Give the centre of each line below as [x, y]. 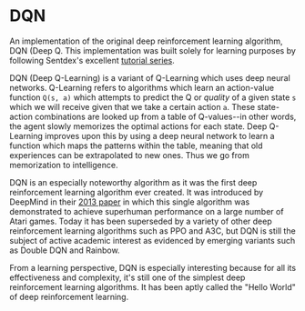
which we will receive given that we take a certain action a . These [132, 106]
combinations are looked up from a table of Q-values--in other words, [166, 116]
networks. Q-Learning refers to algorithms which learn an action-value [142, 87]
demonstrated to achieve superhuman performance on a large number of [147, 211]
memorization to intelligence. [64, 165]
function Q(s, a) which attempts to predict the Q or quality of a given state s [153, 97]
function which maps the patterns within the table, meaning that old [136, 145]
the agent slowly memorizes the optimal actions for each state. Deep [138, 126]
